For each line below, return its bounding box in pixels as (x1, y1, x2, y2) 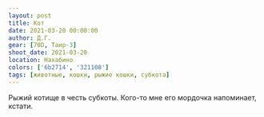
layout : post (8, 11, 52, 20)
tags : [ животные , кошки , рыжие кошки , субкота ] (8, 71, 170, 79)
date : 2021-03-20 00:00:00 (8, 26, 98, 34)
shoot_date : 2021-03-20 (8, 49, 88, 57)
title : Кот (8, 19, 45, 27)
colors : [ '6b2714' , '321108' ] (8, 64, 110, 72)
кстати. (8, 101, 34, 111)
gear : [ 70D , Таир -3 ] (8, 41, 78, 49)
